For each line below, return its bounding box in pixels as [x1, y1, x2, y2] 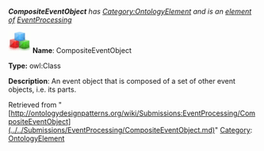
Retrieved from [8, 100, 57, 109]
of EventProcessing [8, 15, 72, 25]
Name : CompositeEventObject [32, 46, 132, 55]
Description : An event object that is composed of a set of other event [8, 77, 236, 85]
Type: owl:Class [8, 61, 61, 70]
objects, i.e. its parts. [8, 85, 77, 94]
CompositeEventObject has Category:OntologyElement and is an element [8, 7, 252, 16]
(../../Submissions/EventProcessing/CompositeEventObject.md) [8, 126, 216, 134]
